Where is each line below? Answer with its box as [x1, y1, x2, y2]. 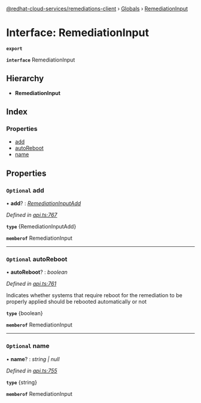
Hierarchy [6, 74, 44, 84]
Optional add [6, 186, 44, 194]
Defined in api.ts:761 [6, 280, 57, 288]
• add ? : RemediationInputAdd [6, 200, 81, 207]
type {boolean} [6, 310, 43, 317]
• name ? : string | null [6, 355, 60, 362]
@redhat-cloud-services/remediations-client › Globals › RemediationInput [6, 5, 188, 12]
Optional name [6, 342, 50, 350]
